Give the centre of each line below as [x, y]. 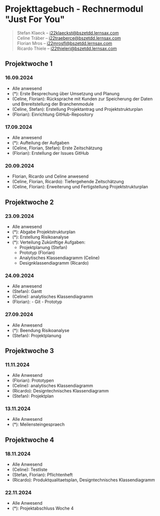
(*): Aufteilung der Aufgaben [41, 143]
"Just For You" [35, 19]
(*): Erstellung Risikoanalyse [40, 237]
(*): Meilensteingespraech [38, 424]
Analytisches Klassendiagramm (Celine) [60, 258]
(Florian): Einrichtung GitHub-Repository [53, 114]
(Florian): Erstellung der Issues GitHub [50, 153]
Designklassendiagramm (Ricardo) [54, 263]
